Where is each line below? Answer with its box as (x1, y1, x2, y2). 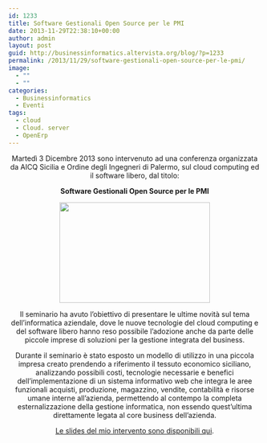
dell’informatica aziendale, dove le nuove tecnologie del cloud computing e (10, 318, 259, 327)
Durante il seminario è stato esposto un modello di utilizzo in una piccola (14, 351, 255, 360)
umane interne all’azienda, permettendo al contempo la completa (27, 393, 242, 403)
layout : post (8, 42, 52, 50)
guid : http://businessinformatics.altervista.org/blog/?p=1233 (8, 49, 225, 57)
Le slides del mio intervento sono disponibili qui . (55, 425, 215, 435)
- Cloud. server (15, 124, 70, 132)
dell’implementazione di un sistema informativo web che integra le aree (17, 375, 253, 386)
